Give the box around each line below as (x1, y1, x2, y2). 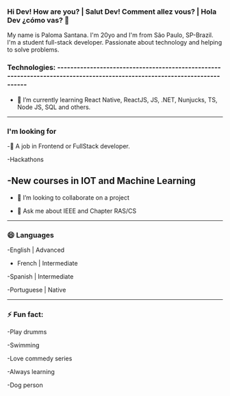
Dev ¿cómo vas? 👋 (7, 15, 70, 25)
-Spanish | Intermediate (7, 272, 74, 281)
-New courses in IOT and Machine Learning (7, 175, 196, 187)
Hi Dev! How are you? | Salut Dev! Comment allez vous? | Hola (7, 7, 217, 16)
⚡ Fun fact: (7, 310, 44, 319)
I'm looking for (7, 126, 57, 136)
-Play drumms (7, 328, 47, 336)
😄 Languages (7, 230, 55, 240)
